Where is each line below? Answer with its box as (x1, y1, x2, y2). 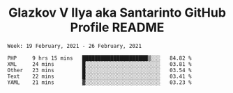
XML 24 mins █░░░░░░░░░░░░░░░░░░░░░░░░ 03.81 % (7, 60, 192, 67)
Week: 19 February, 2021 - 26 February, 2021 (7, 42, 142, 49)
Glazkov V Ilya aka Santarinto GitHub (8, 5, 227, 21)
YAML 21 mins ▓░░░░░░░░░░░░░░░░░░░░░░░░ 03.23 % (7, 78, 192, 86)
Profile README (70, 19, 165, 35)
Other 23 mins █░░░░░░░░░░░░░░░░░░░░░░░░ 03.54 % (7, 67, 192, 74)
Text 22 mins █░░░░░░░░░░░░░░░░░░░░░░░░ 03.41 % (7, 73, 192, 80)
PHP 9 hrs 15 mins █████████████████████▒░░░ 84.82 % (7, 54, 192, 62)
